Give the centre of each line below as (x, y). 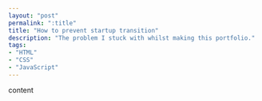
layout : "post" (34, 16)
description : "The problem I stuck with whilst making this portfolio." (132, 38)
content (21, 90)
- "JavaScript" (34, 68)
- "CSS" (21, 60)
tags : (17, 45)
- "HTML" (23, 52)
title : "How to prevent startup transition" (83, 30)
